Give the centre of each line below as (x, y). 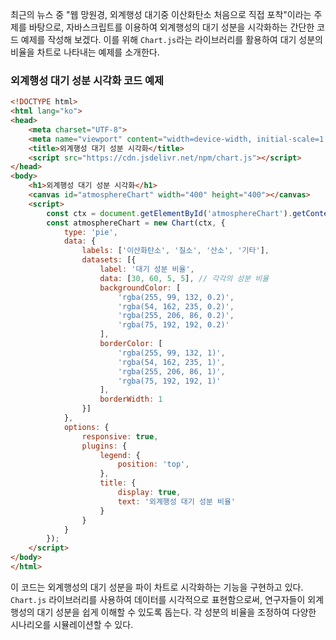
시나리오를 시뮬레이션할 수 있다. (72, 624)
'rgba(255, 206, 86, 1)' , (171, 371)
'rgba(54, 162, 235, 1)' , (171, 362)
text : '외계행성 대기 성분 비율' (176, 501)
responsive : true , (120, 436)
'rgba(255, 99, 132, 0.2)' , (176, 297)
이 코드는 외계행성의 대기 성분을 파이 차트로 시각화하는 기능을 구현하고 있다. (157, 587)
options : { (86, 427)
